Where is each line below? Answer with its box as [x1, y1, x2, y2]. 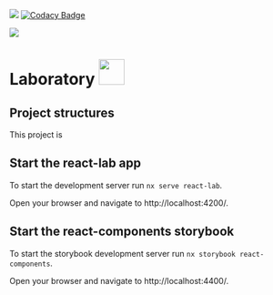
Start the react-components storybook [9, 224, 235, 239]
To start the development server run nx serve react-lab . [9, 179, 223, 190]
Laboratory [9, 69, 96, 90]
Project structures [9, 105, 116, 120]
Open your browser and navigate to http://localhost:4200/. [9, 197, 229, 209]
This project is [9, 129, 63, 140]
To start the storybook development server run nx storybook [9, 248, 237, 259]
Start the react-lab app [9, 156, 141, 171]
